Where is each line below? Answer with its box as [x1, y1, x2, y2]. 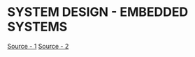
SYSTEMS [7, 19, 68, 35]
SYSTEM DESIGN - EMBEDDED [7, 4, 189, 20]
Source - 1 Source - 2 [7, 42, 69, 50]
